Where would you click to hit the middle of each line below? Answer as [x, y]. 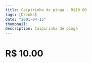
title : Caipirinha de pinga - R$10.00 [46, 10]
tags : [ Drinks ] [21, 15]
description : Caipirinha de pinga [42, 29]
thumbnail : [17, 24]
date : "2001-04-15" [26, 19]
